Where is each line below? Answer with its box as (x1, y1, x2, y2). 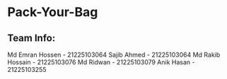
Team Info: (7, 32, 56, 44)
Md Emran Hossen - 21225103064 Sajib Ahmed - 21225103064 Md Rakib (7, 50, 221, 59)
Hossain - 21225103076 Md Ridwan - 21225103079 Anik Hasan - (7, 58, 195, 66)
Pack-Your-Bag (7, 4, 98, 20)
